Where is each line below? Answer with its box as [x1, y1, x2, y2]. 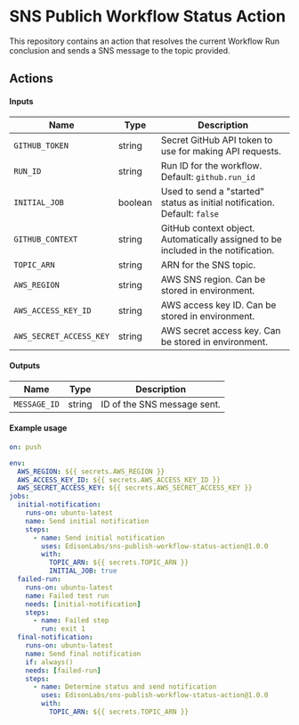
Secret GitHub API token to [160, 134, 273, 146]
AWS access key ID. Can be [160, 299, 277, 311]
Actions [9, 71, 53, 87]
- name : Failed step [32, 616, 109, 625]
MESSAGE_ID [13, 399, 60, 409]
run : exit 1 [41, 624, 86, 634]
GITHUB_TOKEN [13, 140, 69, 151]
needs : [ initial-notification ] [25, 599, 141, 608]
